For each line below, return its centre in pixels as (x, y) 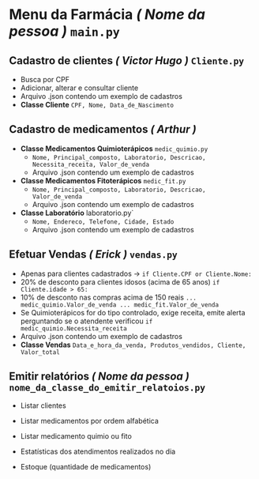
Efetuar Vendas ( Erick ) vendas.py (93, 255)
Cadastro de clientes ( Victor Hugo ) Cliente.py (126, 60)
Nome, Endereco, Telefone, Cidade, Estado (103, 222)
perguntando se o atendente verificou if (86, 321)
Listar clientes (43, 405)
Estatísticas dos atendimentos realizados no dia (98, 451)
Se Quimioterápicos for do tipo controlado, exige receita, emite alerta (133, 312)
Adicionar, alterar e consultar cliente (79, 88)
